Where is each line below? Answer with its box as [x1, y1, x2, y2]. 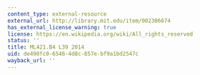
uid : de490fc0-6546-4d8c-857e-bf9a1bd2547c [7, 51, 139, 58]
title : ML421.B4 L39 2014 [7, 44, 84, 51]
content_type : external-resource [7, 10, 107, 18]
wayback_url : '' [7, 57, 56, 64]
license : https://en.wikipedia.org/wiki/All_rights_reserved [7, 30, 194, 38]
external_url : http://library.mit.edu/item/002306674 [7, 17, 171, 24]
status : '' [7, 37, 40, 44]
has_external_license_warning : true [7, 24, 116, 31]
